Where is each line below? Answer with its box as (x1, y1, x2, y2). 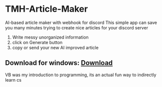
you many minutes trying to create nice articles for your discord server (5, 24, 149, 30)
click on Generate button (12, 39, 63, 45)
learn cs (5, 77, 22, 83)
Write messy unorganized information (12, 34, 89, 40)
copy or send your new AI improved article (12, 44, 99, 50)
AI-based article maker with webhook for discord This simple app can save (5, 20, 158, 25)
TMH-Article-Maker (5, 3, 88, 15)
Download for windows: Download (5, 59, 113, 67)
